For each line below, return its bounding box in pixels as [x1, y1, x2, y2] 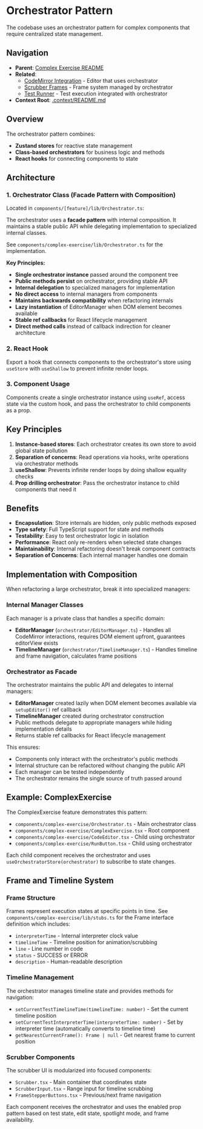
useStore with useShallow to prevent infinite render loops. [6, 364, 149, 372]
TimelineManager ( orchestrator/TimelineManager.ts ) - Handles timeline [15, 645, 198, 653]
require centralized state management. [6, 30, 103, 37]
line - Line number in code [15, 945, 83, 953]
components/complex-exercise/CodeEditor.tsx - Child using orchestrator [15, 833, 195, 840]
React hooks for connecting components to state [15, 155, 138, 162]
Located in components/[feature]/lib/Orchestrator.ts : [6, 204, 144, 212]
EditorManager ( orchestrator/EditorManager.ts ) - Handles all [15, 626, 171, 633]
